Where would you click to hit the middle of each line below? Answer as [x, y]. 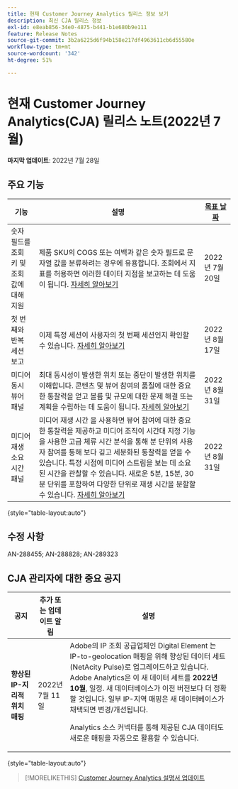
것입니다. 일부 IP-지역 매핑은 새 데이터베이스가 [151, 699]
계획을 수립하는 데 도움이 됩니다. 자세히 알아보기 [114, 407]
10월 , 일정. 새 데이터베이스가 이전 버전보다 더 [141, 688]
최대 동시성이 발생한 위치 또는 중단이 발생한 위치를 [117, 375]
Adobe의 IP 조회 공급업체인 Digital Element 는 [143, 646]
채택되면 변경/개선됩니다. [109, 709]
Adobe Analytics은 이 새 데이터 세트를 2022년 [144, 678]
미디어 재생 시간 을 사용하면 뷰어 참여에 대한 [107, 420]
